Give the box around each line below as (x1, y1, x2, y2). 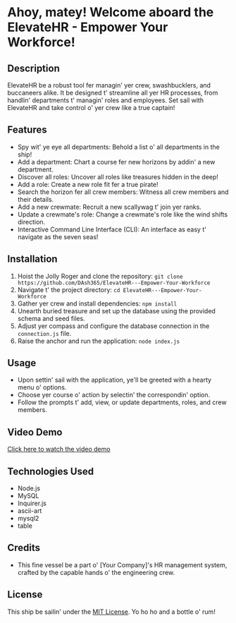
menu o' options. (17, 383, 67, 392)
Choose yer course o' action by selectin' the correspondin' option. (17, 391, 210, 399)
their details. (17, 195, 54, 203)
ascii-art (17, 507, 42, 515)
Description (7, 62, 60, 74)
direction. (17, 217, 46, 226)
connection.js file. (17, 329, 72, 337)
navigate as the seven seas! (17, 232, 99, 241)
